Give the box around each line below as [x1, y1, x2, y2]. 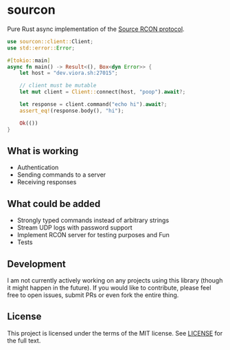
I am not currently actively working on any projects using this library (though [7, 276, 223, 284]
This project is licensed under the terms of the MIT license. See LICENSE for [7, 329, 223, 337]
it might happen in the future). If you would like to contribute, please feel [7, 284, 211, 292]
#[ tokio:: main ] [7, 57, 51, 64]
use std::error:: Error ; [7, 44, 76, 52]
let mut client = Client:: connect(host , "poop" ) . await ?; [19, 89, 186, 96]
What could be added [7, 198, 101, 210]
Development [7, 258, 67, 270]
